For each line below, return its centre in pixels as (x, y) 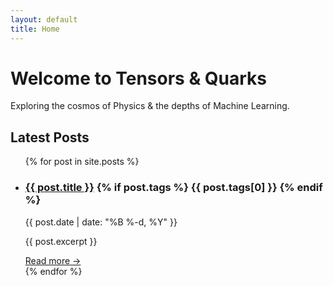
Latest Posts (50, 137)
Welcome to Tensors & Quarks (139, 78)
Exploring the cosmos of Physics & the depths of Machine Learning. (150, 106)
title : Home (35, 29)
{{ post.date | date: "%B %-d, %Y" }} (101, 222)
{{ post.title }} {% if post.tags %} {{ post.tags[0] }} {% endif (173, 188)
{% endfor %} (53, 271)
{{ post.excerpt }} (61, 241)
